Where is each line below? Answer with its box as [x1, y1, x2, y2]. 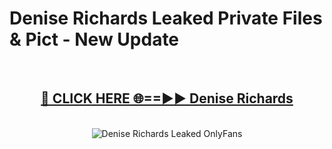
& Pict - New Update [9, 28, 180, 51]
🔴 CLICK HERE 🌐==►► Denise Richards [40, 90, 294, 107]
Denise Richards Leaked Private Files [9, 7, 323, 30]
